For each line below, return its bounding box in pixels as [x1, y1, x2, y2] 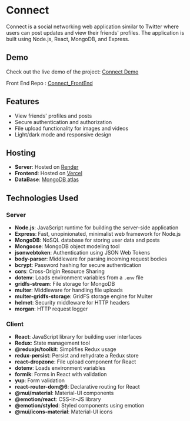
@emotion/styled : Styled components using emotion [14, 402, 145, 409]
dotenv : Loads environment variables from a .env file [14, 274, 144, 281]
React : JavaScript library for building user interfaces [14, 333, 142, 340]
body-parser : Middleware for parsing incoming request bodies [14, 255, 168, 262]
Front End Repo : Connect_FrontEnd [6, 79, 93, 86]
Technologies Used [6, 193, 78, 203]
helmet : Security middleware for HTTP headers [14, 299, 130, 306]
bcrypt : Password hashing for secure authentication [14, 262, 142, 269]
